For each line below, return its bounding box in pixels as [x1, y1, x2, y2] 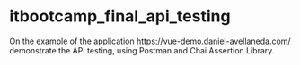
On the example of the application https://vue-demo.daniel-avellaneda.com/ [9, 36, 291, 46]
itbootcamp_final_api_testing [9, 6, 231, 27]
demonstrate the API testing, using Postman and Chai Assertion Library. [9, 45, 275, 55]
